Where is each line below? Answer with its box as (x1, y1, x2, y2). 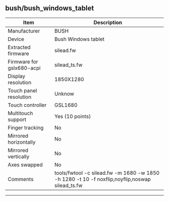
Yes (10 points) (54, 113, 92, 120)
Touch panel (8, 87, 37, 94)
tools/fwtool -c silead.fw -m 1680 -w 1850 (54, 169, 160, 176)
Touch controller (8, 102, 47, 109)
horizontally (8, 138, 36, 145)
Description (94, 19, 122, 26)
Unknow (54, 90, 74, 97)
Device (8, 35, 24, 42)
